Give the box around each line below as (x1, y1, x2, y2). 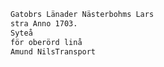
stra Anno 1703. (10, 18, 78, 29)
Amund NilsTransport (10, 46, 97, 57)
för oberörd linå (10, 37, 83, 47)
